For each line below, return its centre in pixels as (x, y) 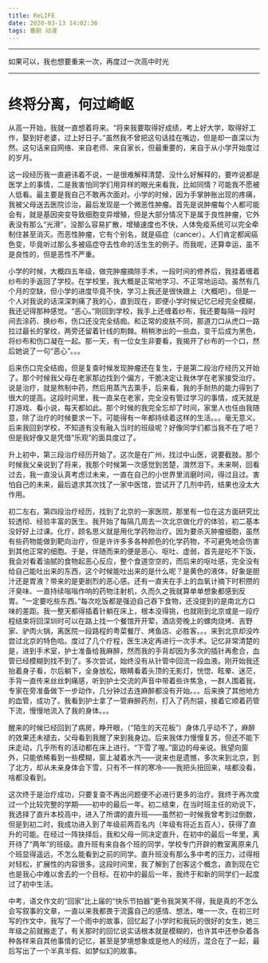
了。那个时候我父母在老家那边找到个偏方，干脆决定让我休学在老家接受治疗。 (134, 378)
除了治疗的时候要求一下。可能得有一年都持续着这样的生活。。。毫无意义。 (141, 418)
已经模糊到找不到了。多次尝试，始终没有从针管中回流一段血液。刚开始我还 (137, 661)
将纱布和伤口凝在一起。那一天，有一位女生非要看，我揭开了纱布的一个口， (130, 341)
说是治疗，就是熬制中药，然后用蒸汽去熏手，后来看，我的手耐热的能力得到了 (134, 388)
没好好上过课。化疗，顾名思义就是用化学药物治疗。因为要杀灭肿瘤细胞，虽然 (134, 532)
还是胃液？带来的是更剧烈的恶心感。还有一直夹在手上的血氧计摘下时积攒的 (137, 581)
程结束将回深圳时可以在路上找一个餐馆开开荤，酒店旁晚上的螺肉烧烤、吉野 (130, 621)
